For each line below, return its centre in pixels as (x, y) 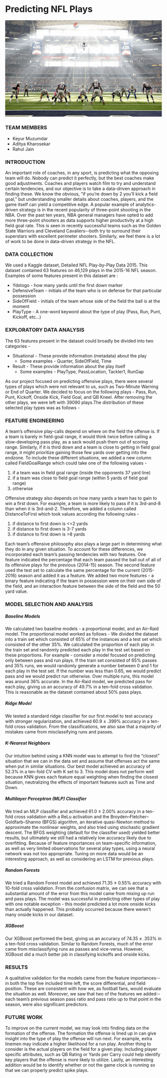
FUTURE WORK (24, 1017)
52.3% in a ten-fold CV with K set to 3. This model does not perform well (80, 771)
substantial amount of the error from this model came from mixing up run (80, 893)
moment (21, 306)
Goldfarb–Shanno (23, 822)
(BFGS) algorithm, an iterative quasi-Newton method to (98, 822)
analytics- (146, 204)
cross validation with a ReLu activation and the (62, 816)
